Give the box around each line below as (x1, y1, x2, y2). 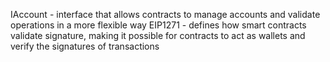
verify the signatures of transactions (10, 40, 160, 52)
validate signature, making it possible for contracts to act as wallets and (10, 30, 306, 41)
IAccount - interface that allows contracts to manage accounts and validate (10, 9, 321, 20)
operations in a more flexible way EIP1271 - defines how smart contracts (10, 19, 307, 31)
